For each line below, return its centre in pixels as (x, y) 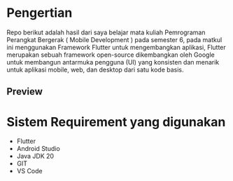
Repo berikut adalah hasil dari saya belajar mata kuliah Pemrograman (106, 32)
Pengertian (40, 13)
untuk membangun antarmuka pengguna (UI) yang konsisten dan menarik (113, 62)
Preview (25, 92)
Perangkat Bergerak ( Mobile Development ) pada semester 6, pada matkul (114, 39)
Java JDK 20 (35, 156)
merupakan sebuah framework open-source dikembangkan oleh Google (111, 55)
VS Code (29, 171)
